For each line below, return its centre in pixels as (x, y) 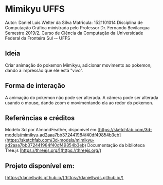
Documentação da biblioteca (116, 145)
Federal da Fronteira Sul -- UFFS (38, 38)
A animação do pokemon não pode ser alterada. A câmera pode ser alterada (82, 97)
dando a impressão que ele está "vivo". (44, 70)
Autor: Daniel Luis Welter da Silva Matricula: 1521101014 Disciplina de (74, 22)
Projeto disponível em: (40, 166)
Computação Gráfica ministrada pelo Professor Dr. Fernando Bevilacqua (77, 27)
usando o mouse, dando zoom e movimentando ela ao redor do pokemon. (79, 103)
